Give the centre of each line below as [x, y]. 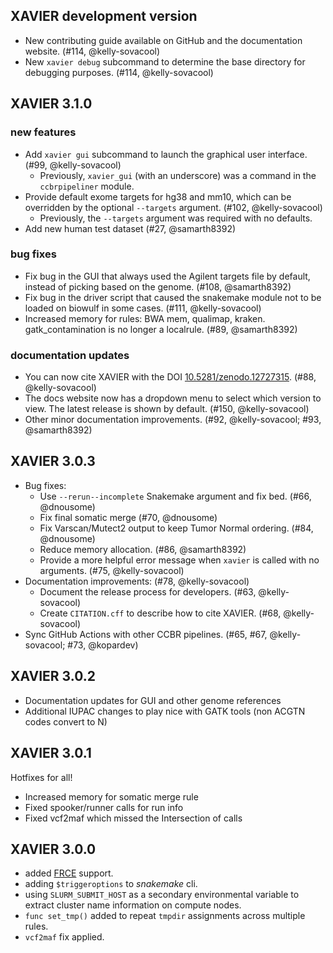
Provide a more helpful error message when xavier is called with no [179, 560]
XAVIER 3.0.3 [53, 461]
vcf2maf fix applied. [64, 937]
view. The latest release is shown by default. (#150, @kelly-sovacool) [167, 409]
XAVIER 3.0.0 [53, 849]
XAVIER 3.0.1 [51, 753]
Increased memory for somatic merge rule [111, 796]
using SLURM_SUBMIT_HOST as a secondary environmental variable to [162, 895]
